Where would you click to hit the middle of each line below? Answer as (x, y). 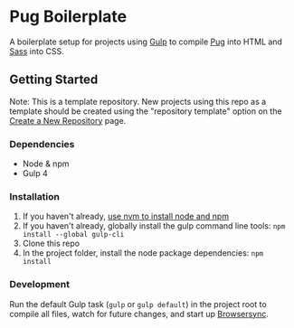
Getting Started (54, 80)
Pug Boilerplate (68, 17)
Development (40, 285)
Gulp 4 (35, 173)
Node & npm (46, 164)
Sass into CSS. (37, 51)
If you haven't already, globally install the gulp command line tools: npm (154, 226)
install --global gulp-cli (73, 235)
